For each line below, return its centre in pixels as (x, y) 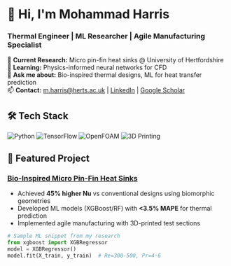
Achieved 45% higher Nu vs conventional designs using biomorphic (116, 193)
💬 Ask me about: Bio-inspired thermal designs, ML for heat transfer (105, 75)
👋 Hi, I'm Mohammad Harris (89, 14)
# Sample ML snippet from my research (64, 236)
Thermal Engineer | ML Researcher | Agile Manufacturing (106, 36)
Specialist (24, 45)
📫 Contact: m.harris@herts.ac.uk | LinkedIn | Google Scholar (96, 90)
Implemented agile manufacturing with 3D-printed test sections (109, 223)
